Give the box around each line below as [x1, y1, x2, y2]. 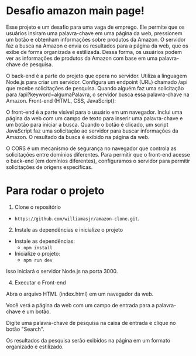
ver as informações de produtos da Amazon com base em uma [6, 55, 158, 62]
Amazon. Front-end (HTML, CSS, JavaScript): [6, 97, 116, 104]
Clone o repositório [14, 204, 61, 211]
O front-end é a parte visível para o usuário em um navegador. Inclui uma [6, 109, 183, 116]
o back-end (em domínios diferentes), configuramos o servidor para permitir [6, 157, 190, 164]
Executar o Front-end [14, 279, 66, 286]
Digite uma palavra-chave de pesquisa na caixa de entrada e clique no [6, 319, 176, 326]
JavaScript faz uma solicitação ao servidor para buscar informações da [6, 127, 178, 134]
